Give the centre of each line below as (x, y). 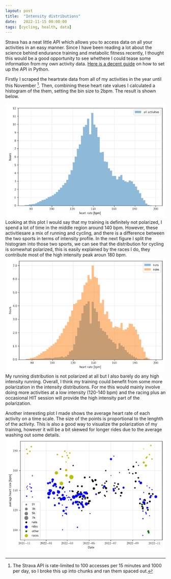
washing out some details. (33, 435)
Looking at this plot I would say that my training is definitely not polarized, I (84, 222)
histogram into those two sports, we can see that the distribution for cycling (84, 244)
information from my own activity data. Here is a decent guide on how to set (85, 64)
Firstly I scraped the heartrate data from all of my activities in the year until (83, 79)
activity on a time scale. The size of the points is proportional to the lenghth (84, 419)
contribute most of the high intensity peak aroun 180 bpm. (66, 254)
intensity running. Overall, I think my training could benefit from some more (84, 381)
